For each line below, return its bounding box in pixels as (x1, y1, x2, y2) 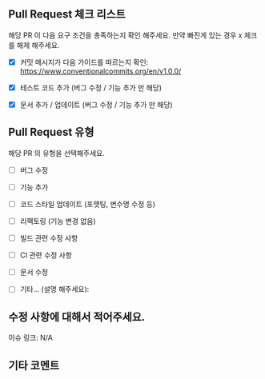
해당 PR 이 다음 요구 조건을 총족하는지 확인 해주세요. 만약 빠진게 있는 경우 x (8, 30, 243, 40)
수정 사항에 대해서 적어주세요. (8, 310, 146, 324)
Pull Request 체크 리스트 (8, 7, 126, 22)
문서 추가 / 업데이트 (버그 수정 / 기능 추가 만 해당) (19, 99, 174, 110)
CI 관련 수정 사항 (19, 250, 72, 260)
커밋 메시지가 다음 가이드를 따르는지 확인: (19, 57, 149, 66)
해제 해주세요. (16, 40, 60, 50)
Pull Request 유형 (8, 126, 94, 139)
